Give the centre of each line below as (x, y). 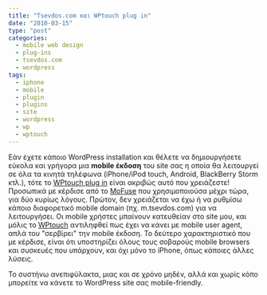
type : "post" (30, 30)
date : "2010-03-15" (41, 23)
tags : (17, 75)
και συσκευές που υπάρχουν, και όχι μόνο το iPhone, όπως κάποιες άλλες (131, 250)
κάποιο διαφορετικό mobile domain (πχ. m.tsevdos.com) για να (113, 207)
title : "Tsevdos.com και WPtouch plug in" (80, 16)
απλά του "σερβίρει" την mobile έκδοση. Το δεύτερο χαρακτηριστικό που (130, 233)
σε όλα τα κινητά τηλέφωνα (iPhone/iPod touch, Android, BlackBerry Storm (133, 174)
